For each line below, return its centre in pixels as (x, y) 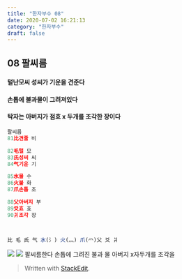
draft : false (26, 33)
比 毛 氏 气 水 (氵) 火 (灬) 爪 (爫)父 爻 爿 (63, 240)
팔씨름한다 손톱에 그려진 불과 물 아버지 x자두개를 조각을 (100, 254)
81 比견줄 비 (22, 138)
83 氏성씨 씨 (22, 158)
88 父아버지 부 (24, 202)
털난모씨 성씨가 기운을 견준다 (46, 82)
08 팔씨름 (27, 63)
